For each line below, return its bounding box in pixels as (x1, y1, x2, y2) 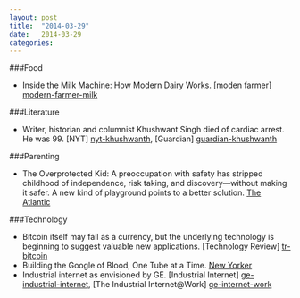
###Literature (9, 106, 60, 117)
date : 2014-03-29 (9, 30, 82, 38)
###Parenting (9, 151, 60, 162)
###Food (9, 63, 43, 73)
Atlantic (21, 197, 51, 208)
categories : (9, 38, 54, 47)
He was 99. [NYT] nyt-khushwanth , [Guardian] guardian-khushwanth (21, 133, 278, 144)
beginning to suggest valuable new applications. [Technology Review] (21, 241, 280, 251)
